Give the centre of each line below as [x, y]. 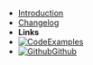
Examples [65, 42]
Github [64, 51]
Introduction [41, 13]
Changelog [38, 23]
